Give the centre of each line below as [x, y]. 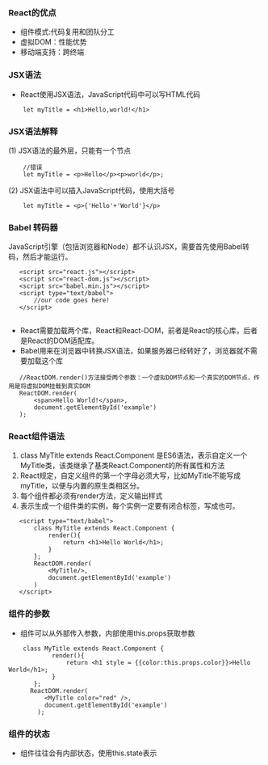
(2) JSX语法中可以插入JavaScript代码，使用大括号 [92, 190]
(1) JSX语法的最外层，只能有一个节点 [70, 150]
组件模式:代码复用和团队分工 [67, 32]
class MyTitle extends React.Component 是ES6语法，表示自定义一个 [134, 455]
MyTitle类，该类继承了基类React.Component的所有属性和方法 [122, 466]
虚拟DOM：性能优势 [53, 42]
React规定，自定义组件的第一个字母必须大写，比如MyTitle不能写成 [130, 475]
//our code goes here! [72, 301]
